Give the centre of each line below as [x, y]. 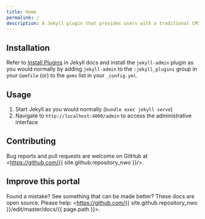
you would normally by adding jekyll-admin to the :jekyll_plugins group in [102, 69]
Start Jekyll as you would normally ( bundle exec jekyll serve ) [94, 109]
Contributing [31, 141]
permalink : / [23, 18]
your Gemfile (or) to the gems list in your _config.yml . [72, 75]
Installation [28, 48]
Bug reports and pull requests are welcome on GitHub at [77, 156]
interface [27, 122]
